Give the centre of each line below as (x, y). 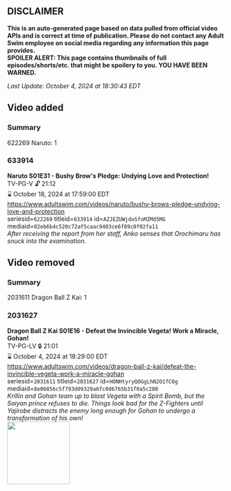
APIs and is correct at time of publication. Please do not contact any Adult (115, 35)
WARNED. (22, 72)
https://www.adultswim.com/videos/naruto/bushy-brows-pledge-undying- (114, 203)
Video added (35, 108)
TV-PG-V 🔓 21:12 (32, 183)
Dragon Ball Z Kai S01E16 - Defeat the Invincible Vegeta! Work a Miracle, (113, 331)
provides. (22, 50)
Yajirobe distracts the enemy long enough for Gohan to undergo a (101, 410)
